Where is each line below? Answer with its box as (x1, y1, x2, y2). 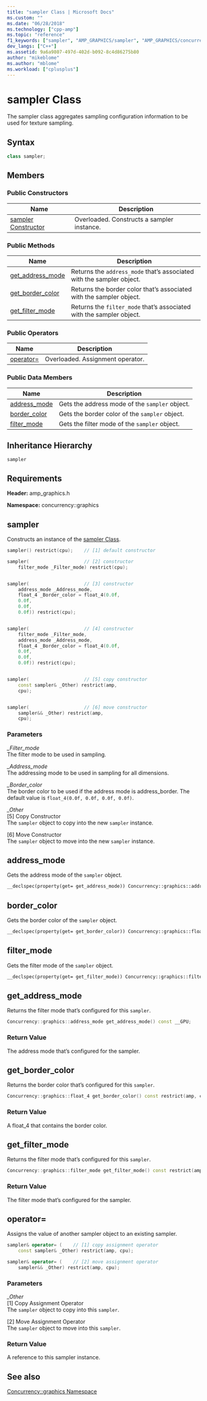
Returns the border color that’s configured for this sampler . (7, 1081, 155, 1089)
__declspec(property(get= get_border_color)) (7, 928, 125, 935)
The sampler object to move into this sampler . (7, 1324, 121, 1332)
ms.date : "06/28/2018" (7, 20, 65, 26)
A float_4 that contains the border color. (7, 1122, 107, 1129)
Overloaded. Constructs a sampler (74, 215, 174, 223)
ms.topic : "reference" (7, 32, 65, 38)
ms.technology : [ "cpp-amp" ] (7, 26, 79, 33)
